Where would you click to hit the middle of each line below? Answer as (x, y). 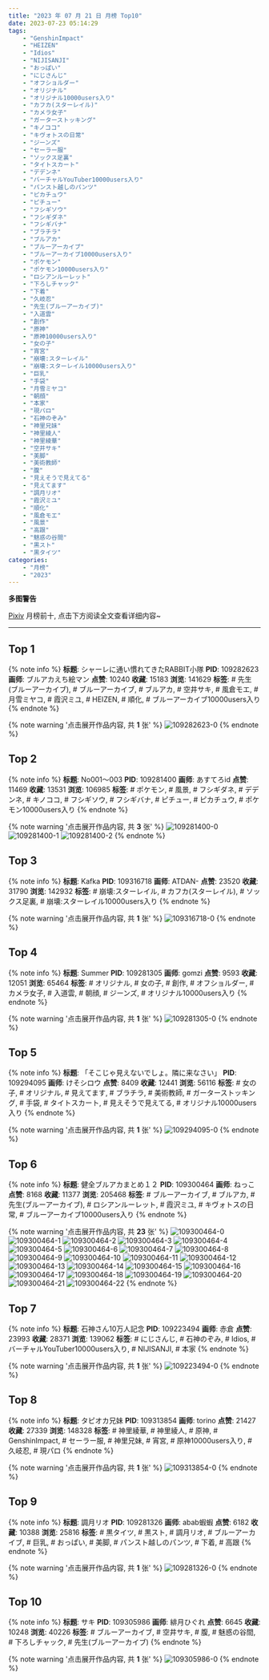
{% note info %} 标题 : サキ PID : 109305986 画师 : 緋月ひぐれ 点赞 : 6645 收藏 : (134, 1622)
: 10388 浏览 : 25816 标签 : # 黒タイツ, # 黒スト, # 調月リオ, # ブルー (125, 1532)
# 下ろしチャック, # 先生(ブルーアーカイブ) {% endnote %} (105, 1642)
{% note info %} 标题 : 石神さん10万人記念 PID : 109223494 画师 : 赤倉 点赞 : (130, 1329)
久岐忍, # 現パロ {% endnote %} (61, 1450)
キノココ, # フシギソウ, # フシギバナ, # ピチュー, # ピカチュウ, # (138, 800)
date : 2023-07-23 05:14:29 (53, 23)
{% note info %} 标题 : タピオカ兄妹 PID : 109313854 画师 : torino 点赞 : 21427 (132, 1420)
